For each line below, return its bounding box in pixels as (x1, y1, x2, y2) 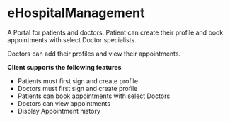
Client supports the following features (7, 63, 122, 71)
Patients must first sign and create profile (17, 76, 139, 85)
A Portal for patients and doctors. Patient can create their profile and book (7, 28, 224, 37)
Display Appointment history (17, 106, 101, 115)
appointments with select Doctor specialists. (7, 35, 137, 44)
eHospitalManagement (7, 5, 145, 21)
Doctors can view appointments (17, 99, 111, 107)
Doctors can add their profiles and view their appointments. (7, 49, 181, 58)
